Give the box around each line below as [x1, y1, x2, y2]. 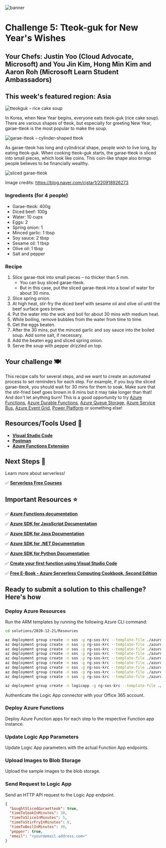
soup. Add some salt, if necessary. [12, 332, 83, 338]
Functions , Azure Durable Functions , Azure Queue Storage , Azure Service [5, 399, 156, 406]
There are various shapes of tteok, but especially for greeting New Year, [5, 120, 152, 126]
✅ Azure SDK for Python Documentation [5, 550, 90, 557]
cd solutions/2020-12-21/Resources [5, 628, 79, 634]
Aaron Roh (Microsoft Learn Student [5, 67, 119, 76]
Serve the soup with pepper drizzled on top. [12, 342, 102, 349]
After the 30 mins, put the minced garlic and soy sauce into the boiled [12, 327, 155, 333]
